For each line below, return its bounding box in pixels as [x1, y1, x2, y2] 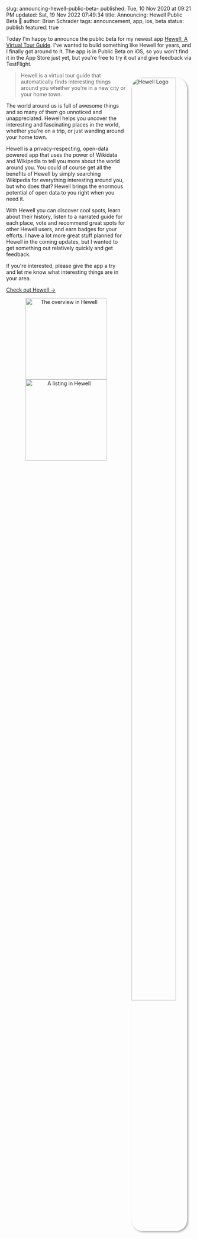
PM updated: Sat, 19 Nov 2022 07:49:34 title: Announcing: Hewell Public [6, 11, 183, 18]
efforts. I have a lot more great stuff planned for [6, 232, 122, 239]
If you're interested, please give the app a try [6, 263, 116, 269]
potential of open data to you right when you [6, 189, 115, 196]
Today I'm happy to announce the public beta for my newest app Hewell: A [6, 35, 188, 42]
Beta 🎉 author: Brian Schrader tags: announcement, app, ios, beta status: [6, 18, 185, 24]
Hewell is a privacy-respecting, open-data [6, 145, 109, 152]
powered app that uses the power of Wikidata [6, 151, 118, 158]
